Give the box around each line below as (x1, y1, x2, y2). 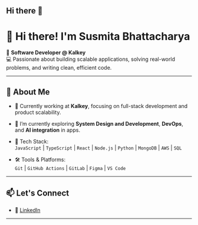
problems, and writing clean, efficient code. (6, 64, 112, 71)
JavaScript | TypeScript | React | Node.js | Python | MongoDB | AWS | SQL (14, 144, 182, 151)
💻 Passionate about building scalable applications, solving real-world (6, 56, 176, 63)
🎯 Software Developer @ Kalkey (6, 49, 86, 56)
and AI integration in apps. (14, 126, 81, 133)
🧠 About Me (6, 87, 50, 97)
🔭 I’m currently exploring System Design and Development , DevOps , (14, 120, 184, 128)
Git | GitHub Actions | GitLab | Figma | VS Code (14, 165, 126, 172)
